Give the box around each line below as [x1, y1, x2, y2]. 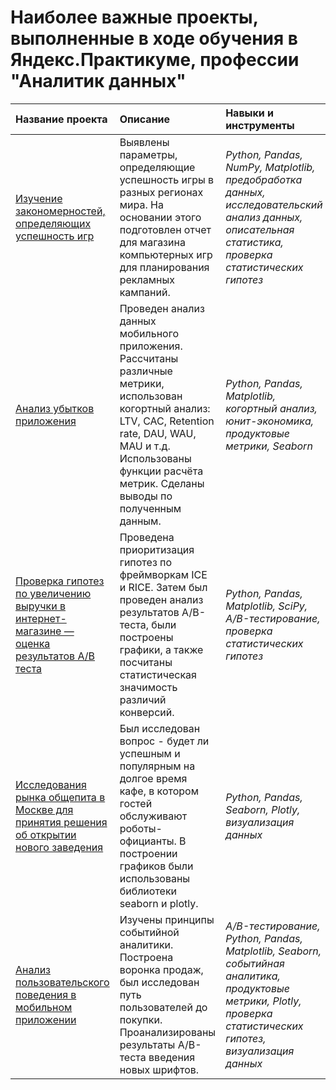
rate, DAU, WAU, [119, 426, 197, 440]
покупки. [119, 1012, 163, 1026]
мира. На [119, 197, 164, 211]
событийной [119, 925, 180, 939]
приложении [15, 1012, 77, 1026]
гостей [119, 796, 153, 810]
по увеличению [15, 586, 92, 600]
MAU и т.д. [119, 439, 171, 453]
